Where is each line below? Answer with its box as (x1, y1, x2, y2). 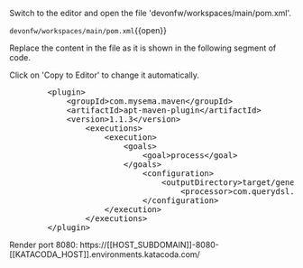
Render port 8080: (9, 239, 78, 250)
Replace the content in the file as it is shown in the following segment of (9, 42, 277, 53)
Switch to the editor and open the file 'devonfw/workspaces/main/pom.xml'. (9, 8, 291, 18)
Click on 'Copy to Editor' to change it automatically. (9, 69, 200, 80)
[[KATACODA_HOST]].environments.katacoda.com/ (9, 249, 200, 260)
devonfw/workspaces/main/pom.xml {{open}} (9, 25, 168, 35)
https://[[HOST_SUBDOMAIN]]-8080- (79, 239, 219, 250)
